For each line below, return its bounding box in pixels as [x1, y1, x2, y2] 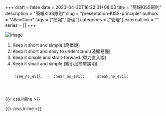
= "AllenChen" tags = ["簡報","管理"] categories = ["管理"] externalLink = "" [5, 17, 160, 22]
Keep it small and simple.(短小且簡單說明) [12, 61, 98, 66]
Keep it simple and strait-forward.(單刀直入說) [12, 55, 107, 60]
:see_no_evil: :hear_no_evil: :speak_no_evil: [14, 74, 129, 79]
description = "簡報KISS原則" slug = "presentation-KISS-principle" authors [5, 10, 159, 16]
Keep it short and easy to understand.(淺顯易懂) [12, 49, 111, 54]
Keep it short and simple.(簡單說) [12, 42, 80, 48]
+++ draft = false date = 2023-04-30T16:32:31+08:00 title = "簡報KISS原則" [5, 4, 162, 10]
